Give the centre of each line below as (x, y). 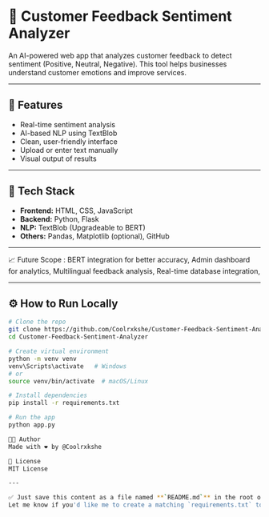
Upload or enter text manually (69, 150)
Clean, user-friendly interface (68, 141)
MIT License (28, 469)
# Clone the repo (37, 322)
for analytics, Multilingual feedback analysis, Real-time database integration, (134, 271)
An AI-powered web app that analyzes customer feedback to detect (120, 55)
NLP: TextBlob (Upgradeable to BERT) (82, 227)
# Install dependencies (48, 395)
